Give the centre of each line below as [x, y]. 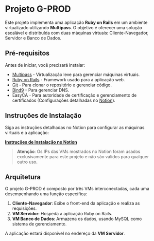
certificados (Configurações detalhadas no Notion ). [64, 100]
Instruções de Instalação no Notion [41, 142]
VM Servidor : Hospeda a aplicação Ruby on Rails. [62, 214]
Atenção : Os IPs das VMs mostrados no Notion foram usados [78, 151]
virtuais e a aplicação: [27, 132]
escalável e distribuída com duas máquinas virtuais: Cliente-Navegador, [77, 33]
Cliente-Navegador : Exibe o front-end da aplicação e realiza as [76, 204]
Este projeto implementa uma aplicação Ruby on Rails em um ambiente [76, 22]
